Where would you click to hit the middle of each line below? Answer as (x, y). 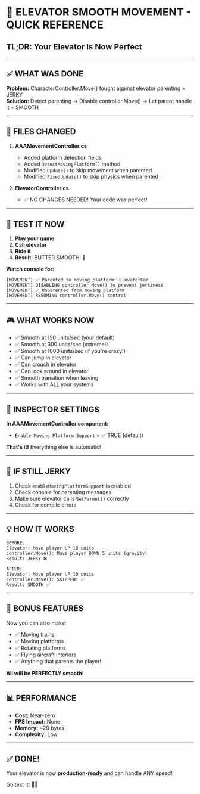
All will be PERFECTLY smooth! (45, 673)
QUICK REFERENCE (55, 25)
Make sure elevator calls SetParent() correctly (72, 498)
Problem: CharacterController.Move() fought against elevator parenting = (96, 88)
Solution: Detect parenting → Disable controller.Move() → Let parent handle (99, 101)
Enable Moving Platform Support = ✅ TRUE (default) (79, 435)
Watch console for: (30, 269)
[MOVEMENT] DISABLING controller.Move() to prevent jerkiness (85, 286)
